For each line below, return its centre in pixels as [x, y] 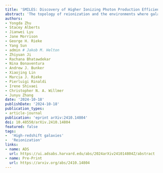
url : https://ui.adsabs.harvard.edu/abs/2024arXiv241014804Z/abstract [82, 154]
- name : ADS [17, 149]
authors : [14, 18]
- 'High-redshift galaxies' [34, 136]
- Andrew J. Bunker [25, 68]
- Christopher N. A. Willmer [34, 91]
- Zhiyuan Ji [18, 55]
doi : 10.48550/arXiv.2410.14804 [38, 122]
